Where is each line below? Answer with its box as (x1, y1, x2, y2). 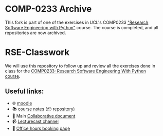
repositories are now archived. (5, 30, 66, 35)
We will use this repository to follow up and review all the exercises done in (5, 63, 156, 68)
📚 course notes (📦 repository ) (12, 106, 75, 112)
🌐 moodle (12, 100, 33, 106)
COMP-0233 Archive (5, 3, 92, 15)
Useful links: (5, 87, 44, 96)
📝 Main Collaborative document (12, 113, 75, 119)
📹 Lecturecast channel (12, 118, 59, 124)
